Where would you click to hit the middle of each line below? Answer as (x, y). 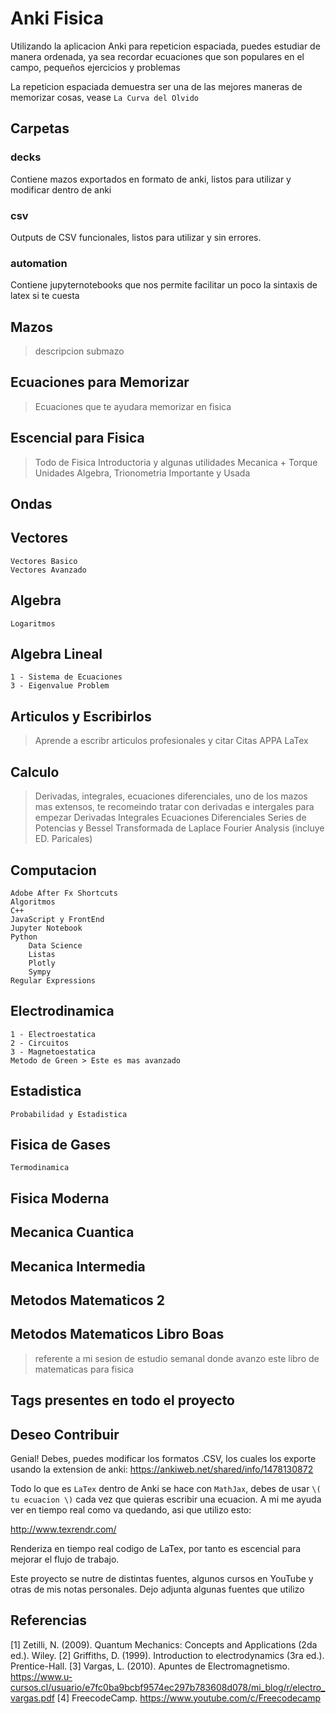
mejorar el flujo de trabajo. (65, 1559)
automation (39, 263)
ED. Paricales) (63, 839)
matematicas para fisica (84, 1369)
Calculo (35, 772)
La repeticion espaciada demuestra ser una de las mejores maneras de (156, 86)
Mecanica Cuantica (72, 1232)
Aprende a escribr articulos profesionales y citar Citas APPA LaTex (171, 741)
